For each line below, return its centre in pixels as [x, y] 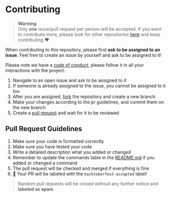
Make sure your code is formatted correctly [58, 141]
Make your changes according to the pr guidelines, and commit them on [88, 102]
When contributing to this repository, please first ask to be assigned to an [83, 50]
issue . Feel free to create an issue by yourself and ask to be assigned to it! [83, 55]
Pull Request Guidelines [44, 129]
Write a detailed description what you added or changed [72, 152]
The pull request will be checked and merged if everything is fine [81, 168]
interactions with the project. [35, 70]
